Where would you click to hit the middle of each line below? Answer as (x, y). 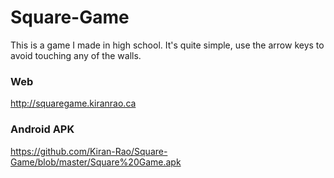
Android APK (42, 129)
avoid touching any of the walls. (76, 55)
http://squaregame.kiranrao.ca (73, 103)
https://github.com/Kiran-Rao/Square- (89, 151)
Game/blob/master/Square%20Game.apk (96, 162)
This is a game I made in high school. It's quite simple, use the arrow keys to (167, 45)
